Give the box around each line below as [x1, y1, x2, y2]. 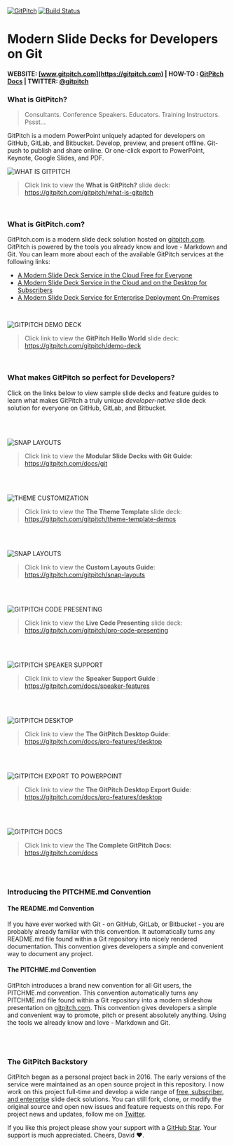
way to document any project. [7, 949, 94, 958]
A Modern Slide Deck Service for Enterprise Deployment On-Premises [17, 294, 220, 302]
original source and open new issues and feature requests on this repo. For [7, 1103, 224, 1111]
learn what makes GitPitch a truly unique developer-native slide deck [7, 396, 207, 404]
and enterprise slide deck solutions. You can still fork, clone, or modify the [7, 1095, 222, 1103]
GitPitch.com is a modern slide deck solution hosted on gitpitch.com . [7, 235, 206, 244]
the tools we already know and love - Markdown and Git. [7, 1019, 170, 1026]
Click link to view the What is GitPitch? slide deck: [24, 181, 170, 189]
